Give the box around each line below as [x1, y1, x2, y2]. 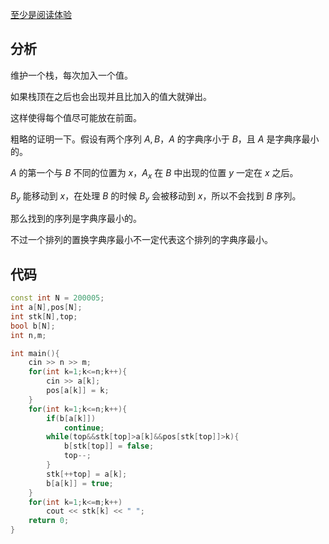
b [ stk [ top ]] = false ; [63, 441, 155, 452]
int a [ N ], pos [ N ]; [10, 303, 83, 313]
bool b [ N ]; [10, 321, 56, 331]
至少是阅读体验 [10, 9, 72, 20]
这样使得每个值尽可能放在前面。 [10, 111, 142, 123]
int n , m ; [10, 330, 47, 340]
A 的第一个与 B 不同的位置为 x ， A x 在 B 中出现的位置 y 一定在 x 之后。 [10, 166, 299, 181]
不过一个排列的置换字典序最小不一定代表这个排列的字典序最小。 [10, 234, 273, 246]
